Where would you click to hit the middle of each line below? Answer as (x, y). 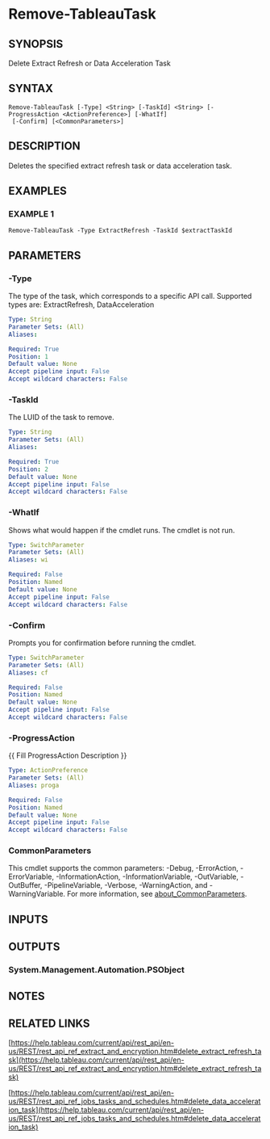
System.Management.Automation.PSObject (97, 970)
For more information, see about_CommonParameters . (157, 894)
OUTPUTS (34, 947)
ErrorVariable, (31, 876)
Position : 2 (28, 469)
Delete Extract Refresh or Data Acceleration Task (89, 63)
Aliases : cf (28, 672)
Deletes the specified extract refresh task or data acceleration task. (120, 166)
